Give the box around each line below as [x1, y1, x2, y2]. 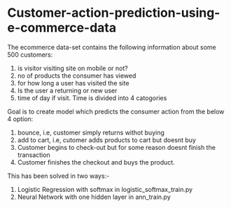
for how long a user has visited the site [17, 78, 129, 87]
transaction [17, 151, 50, 159]
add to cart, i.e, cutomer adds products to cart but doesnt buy [17, 135, 196, 144]
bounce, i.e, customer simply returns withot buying [17, 128, 164, 137]
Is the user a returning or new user [17, 86, 118, 95]
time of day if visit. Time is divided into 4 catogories [17, 93, 167, 102]
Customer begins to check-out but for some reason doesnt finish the [17, 143, 216, 151]
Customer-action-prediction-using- [7, 5, 220, 21]
